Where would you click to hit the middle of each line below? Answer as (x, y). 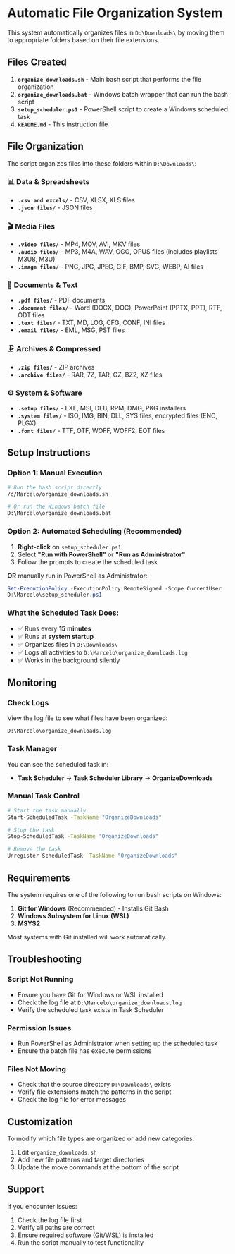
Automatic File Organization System (115, 13)
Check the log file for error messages (72, 1100)
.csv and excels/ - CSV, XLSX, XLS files (76, 200)
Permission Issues (39, 1028)
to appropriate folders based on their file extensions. (83, 39)
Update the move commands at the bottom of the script (98, 1167)
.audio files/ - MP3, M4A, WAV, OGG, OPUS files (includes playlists (118, 252)
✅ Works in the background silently (69, 660)
